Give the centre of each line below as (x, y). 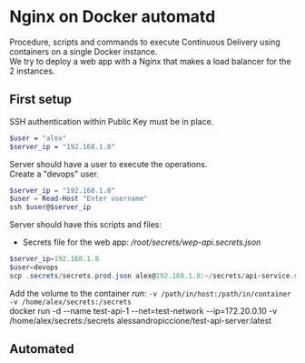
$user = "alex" (38, 138)
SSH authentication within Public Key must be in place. (112, 121)
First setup (41, 100)
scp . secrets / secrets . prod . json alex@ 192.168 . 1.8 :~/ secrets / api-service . (152, 276)
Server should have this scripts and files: (85, 225)
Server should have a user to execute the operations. (108, 164)
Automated (42, 349)
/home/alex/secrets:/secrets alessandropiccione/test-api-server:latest (141, 320)
